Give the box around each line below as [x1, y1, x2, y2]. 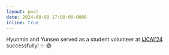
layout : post [6, 8, 39, 15]
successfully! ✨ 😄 [6, 42, 52, 49]
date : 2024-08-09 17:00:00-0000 [6, 14, 87, 20]
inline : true [6, 20, 39, 25]
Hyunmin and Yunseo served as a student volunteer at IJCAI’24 [6, 36, 163, 43]
